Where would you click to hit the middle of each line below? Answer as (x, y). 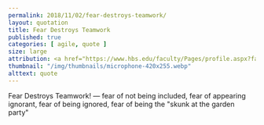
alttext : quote (33, 73)
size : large (27, 52)
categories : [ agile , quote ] (58, 45)
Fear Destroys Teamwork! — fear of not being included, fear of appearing (127, 95)
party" (18, 112)
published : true (35, 37)
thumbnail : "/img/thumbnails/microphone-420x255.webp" (100, 66)
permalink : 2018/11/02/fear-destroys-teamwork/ (88, 15)
